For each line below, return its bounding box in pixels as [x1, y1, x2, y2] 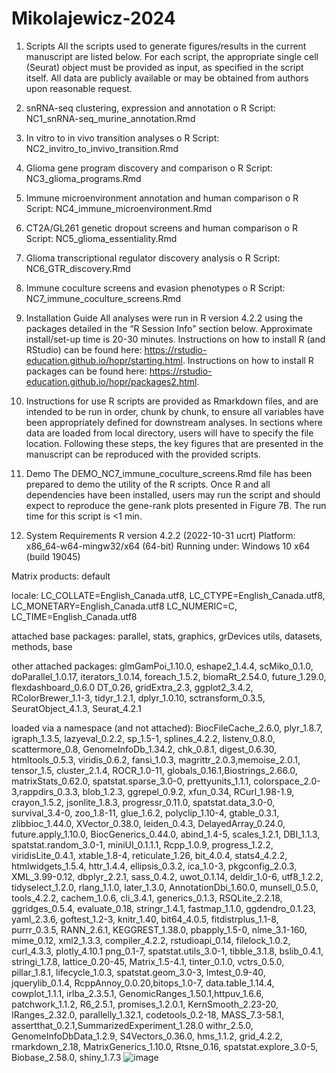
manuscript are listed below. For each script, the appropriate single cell [25, 50, 319, 62]
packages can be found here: [25, 365, 148, 377]
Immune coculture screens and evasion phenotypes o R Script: [25, 282, 286, 294]
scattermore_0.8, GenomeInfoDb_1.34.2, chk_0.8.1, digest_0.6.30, [11, 743, 278, 755]
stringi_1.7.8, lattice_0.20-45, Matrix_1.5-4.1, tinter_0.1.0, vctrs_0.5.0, [11, 955, 285, 967]
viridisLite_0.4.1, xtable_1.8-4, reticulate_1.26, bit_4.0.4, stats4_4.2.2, [11, 849, 288, 861]
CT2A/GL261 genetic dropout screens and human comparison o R [25, 222, 298, 234]
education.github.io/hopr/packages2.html [25, 375, 198, 387]
